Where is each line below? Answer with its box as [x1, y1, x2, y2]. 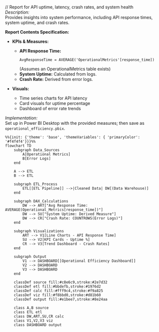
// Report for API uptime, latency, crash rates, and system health [5, 4, 134, 10]
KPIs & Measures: [12, 39, 49, 44]
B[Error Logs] [22, 156, 51, 161]
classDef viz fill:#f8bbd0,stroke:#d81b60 [14, 293, 101, 297]
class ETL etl [14, 310, 42, 314]
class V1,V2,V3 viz [14, 318, 53, 323]
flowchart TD [5, 143, 32, 148]
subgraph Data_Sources [14, 148, 60, 153]
